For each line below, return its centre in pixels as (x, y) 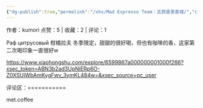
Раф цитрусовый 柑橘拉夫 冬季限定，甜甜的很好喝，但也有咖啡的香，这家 (98, 42)
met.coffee (20, 100)
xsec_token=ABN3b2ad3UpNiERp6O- (53, 68)
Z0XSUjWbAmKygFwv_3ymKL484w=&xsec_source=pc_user (82, 75)
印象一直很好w (40, 50)
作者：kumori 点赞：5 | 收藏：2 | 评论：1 (56, 30)
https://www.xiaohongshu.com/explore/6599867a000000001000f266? (95, 62)
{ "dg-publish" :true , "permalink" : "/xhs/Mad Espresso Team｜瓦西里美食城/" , (99, 12)
